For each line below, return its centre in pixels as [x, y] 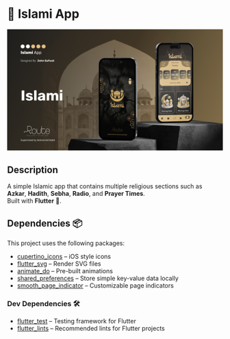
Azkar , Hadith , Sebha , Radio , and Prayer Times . [76, 194]
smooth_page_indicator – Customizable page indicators [95, 286]
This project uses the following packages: [66, 243]
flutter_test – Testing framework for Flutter [77, 321]
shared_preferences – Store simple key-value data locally [98, 278]
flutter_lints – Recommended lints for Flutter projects [91, 329]
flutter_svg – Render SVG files [59, 264]
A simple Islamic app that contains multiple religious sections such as [105, 186]
